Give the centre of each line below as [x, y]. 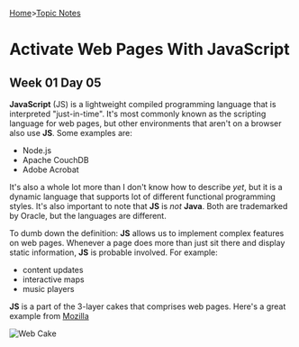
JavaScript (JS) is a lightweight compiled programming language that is [143, 104]
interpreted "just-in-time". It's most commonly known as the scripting [138, 114]
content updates [53, 270]
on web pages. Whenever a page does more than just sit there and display [147, 243]
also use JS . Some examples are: [71, 133]
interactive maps [53, 279]
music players [48, 289]
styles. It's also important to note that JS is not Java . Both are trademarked [149, 206]
